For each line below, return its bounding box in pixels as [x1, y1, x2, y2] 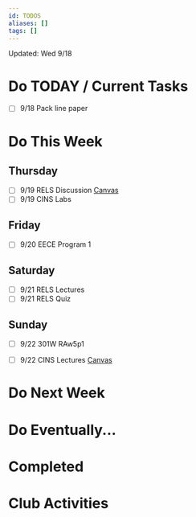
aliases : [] [8, 19, 48, 27]
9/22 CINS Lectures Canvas [19, 355, 112, 365]
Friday [8, 218, 41, 232]
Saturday [8, 263, 55, 277]
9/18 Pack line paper [19, 104, 88, 113]
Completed [8, 458, 84, 475]
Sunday [8, 318, 48, 331]
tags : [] [8, 27, 38, 35]
